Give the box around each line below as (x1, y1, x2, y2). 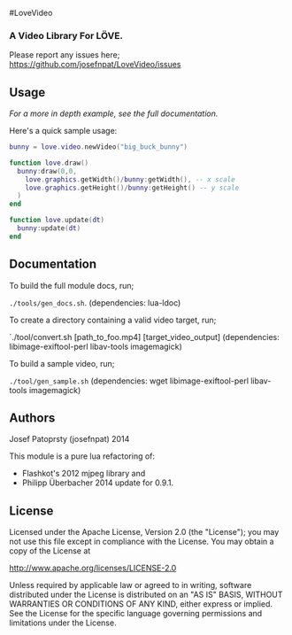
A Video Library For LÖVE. (9, 29, 124, 42)
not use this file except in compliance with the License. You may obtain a (9, 536, 274, 547)
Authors (9, 411, 56, 426)
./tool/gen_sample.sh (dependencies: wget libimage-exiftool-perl (9, 376, 250, 386)
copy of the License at (9, 546, 91, 556)
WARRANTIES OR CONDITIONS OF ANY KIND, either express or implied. (9, 599, 273, 609)
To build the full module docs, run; (9, 280, 134, 290)
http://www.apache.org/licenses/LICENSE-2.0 (9, 562, 177, 574)
